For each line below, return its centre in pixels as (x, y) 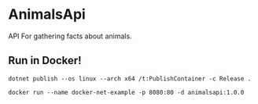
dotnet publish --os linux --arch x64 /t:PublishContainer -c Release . (130, 79)
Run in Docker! (45, 61)
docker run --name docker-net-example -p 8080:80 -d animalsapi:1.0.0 (126, 92)
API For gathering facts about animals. (70, 36)
